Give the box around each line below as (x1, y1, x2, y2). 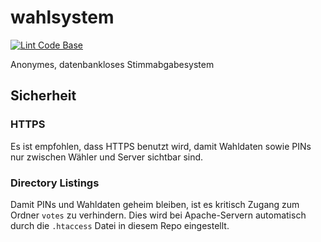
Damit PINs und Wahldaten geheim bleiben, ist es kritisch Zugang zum (10, 198, 300, 210)
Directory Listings (10, 176, 100, 190)
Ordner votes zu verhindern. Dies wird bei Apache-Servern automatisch (10, 209, 307, 221)
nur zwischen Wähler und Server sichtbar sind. (10, 151, 204, 163)
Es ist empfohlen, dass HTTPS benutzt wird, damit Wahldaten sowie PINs (10, 140, 312, 152)
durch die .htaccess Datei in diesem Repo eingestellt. (10, 219, 230, 231)
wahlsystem (10, 6, 115, 29)
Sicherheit (10, 87, 77, 105)
